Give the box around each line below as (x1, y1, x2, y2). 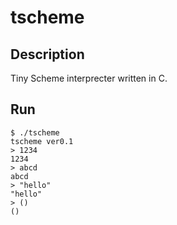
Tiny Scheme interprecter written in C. (10, 72, 168, 84)
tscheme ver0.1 (10, 136, 74, 146)
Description (10, 46, 85, 63)
